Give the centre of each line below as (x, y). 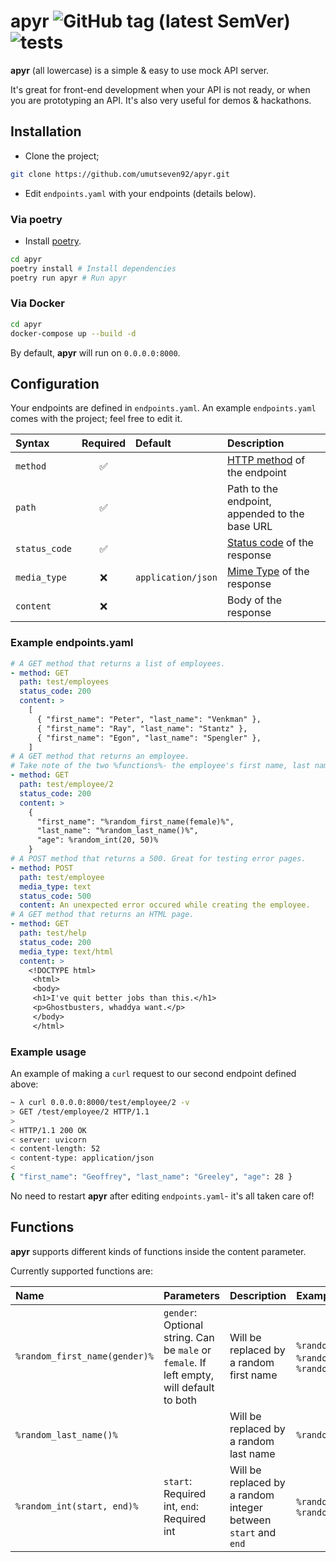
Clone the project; (62, 156)
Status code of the (270, 543)
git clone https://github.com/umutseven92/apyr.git (120, 174)
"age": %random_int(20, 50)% (97, 840)
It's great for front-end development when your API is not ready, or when (160, 89)
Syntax (32, 443)
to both (180, 1400)
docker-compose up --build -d (73, 333)
